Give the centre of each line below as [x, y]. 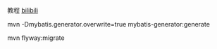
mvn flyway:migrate [36, 38]
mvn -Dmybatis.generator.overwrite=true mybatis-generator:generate [108, 24]
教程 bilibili [23, 10]
